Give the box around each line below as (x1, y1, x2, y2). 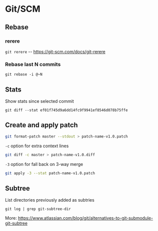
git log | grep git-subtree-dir (5, 207, 71, 211)
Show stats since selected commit (5, 98, 74, 104)
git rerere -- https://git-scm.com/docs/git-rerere (5, 48, 106, 54)
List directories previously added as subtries (5, 197, 94, 203)
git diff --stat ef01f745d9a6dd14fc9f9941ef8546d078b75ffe (5, 108, 128, 113)
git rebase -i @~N (5, 72, 43, 77)
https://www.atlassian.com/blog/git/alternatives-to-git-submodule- (18, 215, 153, 221)
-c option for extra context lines (5, 143, 69, 149)
